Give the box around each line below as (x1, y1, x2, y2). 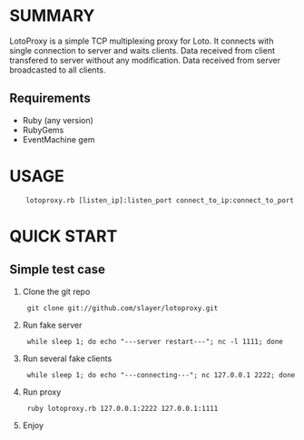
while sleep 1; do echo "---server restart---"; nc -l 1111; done (26, 337, 283, 346)
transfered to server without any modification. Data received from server (9, 54, 281, 65)
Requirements (9, 91, 91, 106)
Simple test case (9, 262, 106, 278)
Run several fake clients (22, 353, 113, 364)
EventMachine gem (22, 133, 95, 145)
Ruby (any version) (22, 114, 93, 125)
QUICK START (9, 226, 118, 246)
